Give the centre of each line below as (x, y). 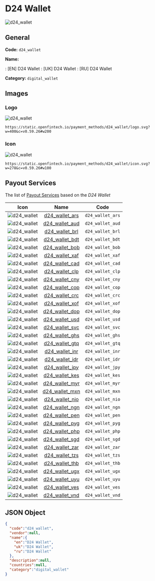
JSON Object (25, 512)
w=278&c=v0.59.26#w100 (28, 168)
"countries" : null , (28, 565)
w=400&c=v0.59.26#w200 (28, 132)
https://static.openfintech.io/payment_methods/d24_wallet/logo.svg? (78, 127)
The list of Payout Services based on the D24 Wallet (58, 195)
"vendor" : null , (25, 533)
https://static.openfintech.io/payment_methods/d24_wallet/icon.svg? (78, 164)
